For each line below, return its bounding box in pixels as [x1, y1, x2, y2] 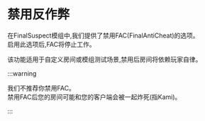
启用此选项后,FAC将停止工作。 [7, 40, 96, 48]
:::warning [7, 69, 37, 78]
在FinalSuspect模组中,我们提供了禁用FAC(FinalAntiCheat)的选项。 [7, 31, 200, 40]
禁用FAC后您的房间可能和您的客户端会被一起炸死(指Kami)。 [7, 93, 182, 101]
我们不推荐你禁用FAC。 [7, 83, 76, 92]
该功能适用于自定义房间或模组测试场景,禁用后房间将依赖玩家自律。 [7, 54, 202, 64]
